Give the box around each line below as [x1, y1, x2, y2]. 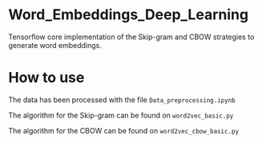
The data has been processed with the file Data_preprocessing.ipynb [8, 94, 236, 105]
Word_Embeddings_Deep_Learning [8, 6, 249, 24]
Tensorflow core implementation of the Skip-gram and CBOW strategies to [8, 32, 255, 42]
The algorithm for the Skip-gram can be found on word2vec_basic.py [8, 110, 234, 120]
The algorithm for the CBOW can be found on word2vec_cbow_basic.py [8, 125, 239, 135]
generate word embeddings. [8, 40, 102, 50]
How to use [8, 69, 85, 87]
